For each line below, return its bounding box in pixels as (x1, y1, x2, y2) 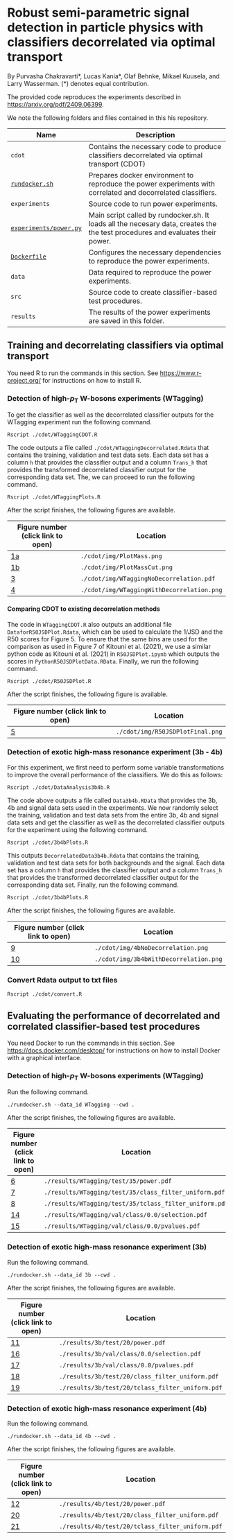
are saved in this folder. (88, 315, 165, 325)
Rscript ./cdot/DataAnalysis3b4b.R (7, 784, 110, 791)
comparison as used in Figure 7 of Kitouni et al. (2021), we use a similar (7, 642, 212, 650)
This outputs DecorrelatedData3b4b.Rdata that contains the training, (7, 851, 200, 859)
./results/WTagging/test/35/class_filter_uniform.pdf (44, 1188, 225, 1197)
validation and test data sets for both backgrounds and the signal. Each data (7, 858, 225, 867)
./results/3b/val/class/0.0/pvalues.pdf (58, 1361, 194, 1369)
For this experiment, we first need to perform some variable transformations (7, 763, 224, 771)
